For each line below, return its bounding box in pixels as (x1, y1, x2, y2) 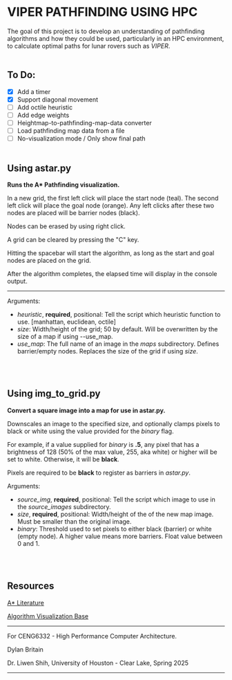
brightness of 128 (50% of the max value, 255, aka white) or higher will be (7, 448, 217, 456)
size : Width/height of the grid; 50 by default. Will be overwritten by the (17, 325, 218, 333)
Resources (7, 580, 55, 592)
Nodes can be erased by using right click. (7, 222, 126, 230)
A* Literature (7, 598, 45, 607)
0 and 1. (17, 539, 40, 547)
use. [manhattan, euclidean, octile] (17, 318, 116, 326)
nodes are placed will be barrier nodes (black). (7, 209, 140, 217)
